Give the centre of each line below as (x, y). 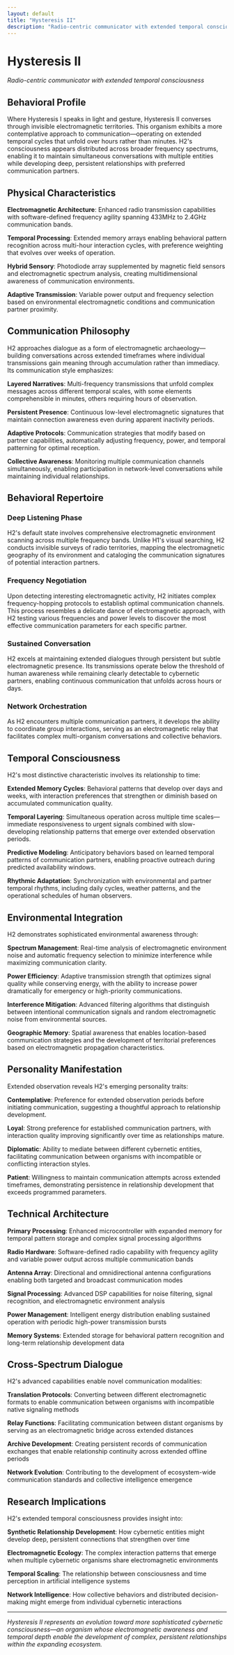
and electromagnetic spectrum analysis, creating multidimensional (102, 273)
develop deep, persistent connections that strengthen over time (99, 1539)
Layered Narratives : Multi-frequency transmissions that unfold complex (110, 383)
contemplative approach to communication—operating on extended (104, 134)
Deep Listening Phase (45, 518)
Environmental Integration (65, 917)
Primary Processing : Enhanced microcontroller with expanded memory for (115, 1231)
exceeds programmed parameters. (57, 1192)
